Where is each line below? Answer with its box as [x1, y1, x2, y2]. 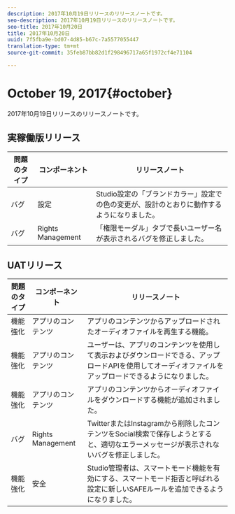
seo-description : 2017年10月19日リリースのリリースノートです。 [7, 17, 178, 24]
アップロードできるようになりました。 [87, 371, 213, 381]
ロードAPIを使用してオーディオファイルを [87, 361, 224, 371]
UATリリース [7, 259, 63, 271]
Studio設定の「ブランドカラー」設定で [95, 189, 222, 199]
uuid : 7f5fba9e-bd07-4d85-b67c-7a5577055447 [7, 36, 139, 43]
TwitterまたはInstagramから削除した [87, 419, 206, 429]
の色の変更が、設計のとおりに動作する [95, 199, 222, 209]
